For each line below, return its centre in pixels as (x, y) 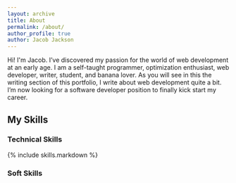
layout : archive (31, 14)
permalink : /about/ (36, 27)
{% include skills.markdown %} (53, 155)
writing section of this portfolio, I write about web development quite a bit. (114, 82)
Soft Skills (25, 173)
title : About (26, 20)
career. (18, 97)
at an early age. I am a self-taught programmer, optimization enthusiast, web (118, 68)
